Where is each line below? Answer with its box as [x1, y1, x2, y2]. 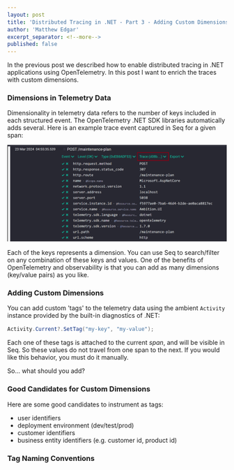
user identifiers [17, 413, 61, 422]
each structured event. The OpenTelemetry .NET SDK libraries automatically [7, 116, 226, 125]
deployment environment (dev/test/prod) [17, 421, 134, 429]
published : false [7, 41, 58, 48]
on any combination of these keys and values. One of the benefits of [7, 256, 204, 265]
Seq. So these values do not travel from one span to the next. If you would [7, 346, 221, 354]
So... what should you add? [7, 367, 86, 375]
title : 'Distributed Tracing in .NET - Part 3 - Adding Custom [7, 18, 195, 26]
